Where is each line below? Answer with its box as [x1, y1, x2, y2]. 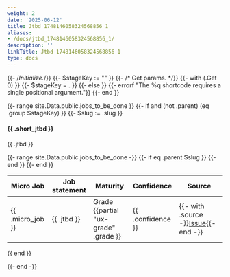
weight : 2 [7, 10, 36, 17]
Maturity [94, 181, 125, 190]
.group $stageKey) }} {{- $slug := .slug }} [7, 109, 123, 117]
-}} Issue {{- [179, 218, 216, 228]
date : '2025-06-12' [7, 16, 63, 23]
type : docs [7, 55, 38, 62]
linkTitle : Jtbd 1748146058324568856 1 [7, 49, 121, 56]
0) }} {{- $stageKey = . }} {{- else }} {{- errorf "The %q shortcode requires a [7, 80, 221, 89]
